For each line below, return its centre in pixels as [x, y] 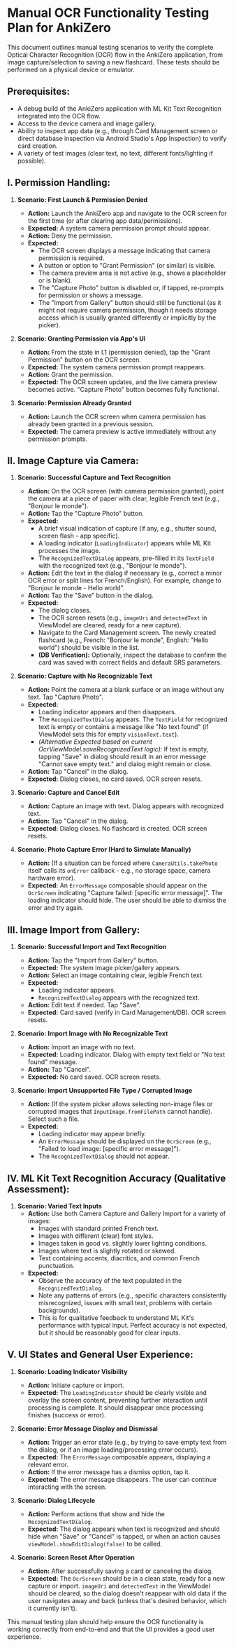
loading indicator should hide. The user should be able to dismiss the [127, 900]
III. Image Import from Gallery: [74, 930]
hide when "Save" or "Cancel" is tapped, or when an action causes [124, 1536]
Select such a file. [53, 1119]
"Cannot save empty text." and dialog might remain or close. [125, 764]
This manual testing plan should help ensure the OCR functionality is [105, 1621]
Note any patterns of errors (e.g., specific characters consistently [132, 1295]
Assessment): [38, 1189]
